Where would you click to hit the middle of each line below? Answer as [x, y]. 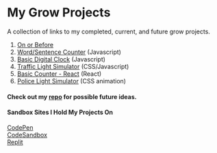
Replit [15, 142]
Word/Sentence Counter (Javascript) [69, 52]
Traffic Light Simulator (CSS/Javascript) [73, 66]
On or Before [35, 44]
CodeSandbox [27, 135]
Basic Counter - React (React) [59, 74]
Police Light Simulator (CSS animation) [72, 81]
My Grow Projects [59, 13]
